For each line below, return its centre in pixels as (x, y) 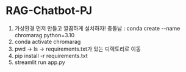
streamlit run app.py (40, 62)
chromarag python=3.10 (45, 35)
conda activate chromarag (48, 41)
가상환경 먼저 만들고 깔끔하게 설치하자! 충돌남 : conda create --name (97, 28)
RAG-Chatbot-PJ (49, 11)
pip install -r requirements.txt (51, 56)
